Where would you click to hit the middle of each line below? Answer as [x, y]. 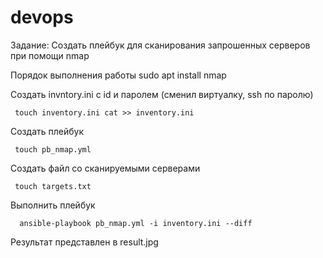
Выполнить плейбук [53, 205]
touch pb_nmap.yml [53, 149]
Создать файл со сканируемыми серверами [105, 168]
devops [42, 17]
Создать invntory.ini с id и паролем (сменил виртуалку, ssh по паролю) [162, 94]
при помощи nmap [50, 55]
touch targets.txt [53, 186]
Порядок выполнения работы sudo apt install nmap [118, 75]
